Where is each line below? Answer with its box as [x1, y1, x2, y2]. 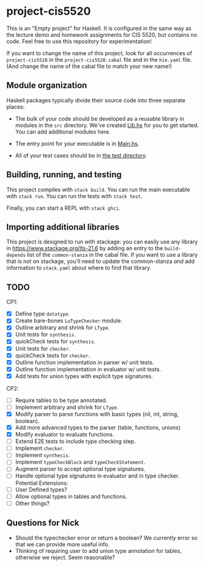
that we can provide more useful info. [15, 541, 110, 548]
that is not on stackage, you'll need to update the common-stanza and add [6, 257, 195, 265]
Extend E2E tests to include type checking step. [15, 438, 136, 445]
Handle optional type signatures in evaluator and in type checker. [15, 472, 180, 479]
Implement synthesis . [15, 452, 70, 459]
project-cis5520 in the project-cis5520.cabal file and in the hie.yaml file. [6, 56, 192, 63]
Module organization [6, 80, 88, 91]
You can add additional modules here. [15, 127, 111, 135]
